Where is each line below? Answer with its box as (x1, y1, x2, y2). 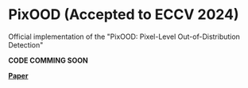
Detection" (8, 40, 44, 49)
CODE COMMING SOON (8, 55, 89, 65)
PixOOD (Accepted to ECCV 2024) (8, 6, 239, 24)
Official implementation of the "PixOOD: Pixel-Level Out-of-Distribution (8, 32, 241, 41)
